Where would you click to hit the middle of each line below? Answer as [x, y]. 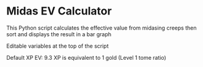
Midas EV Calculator [59, 11]
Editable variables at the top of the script [57, 46]
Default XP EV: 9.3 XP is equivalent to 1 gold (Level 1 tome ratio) [86, 57]
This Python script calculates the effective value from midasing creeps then [102, 28]
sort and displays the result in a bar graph [59, 34]
